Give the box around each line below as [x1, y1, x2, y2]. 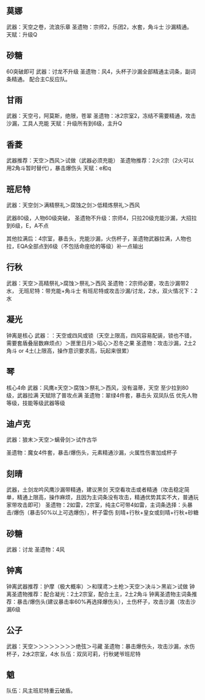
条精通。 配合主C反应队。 [6, 75, 71, 82]
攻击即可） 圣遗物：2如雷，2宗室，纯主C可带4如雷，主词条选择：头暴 [16, 501, 193, 508]
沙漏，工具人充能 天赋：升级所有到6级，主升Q [6, 120, 123, 127]
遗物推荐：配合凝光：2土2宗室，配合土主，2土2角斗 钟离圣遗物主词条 [16, 590, 192, 597]
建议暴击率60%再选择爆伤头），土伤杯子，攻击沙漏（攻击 [48, 597, 191, 605]
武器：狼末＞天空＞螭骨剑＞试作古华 [6, 436, 98, 444]
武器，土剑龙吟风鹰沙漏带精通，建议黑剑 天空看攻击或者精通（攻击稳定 [6, 486, 184, 493]
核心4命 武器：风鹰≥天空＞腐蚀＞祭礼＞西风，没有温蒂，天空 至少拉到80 [6, 384, 189, 391]
